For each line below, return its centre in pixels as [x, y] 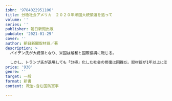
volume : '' [17, 19]
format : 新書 [18, 82]
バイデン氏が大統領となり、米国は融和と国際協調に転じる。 [63, 53]
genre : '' [16, 72]
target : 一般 [18, 77]
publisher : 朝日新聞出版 [29, 29]
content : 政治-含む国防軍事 [32, 86]
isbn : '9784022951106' [29, 10]
